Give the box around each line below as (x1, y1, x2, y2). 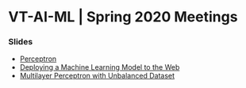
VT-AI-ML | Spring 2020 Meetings (8, 8, 238, 26)
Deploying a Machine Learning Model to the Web (19, 63, 180, 72)
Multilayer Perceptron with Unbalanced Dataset (19, 71, 175, 81)
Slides (8, 36, 33, 48)
